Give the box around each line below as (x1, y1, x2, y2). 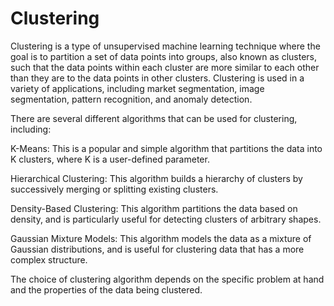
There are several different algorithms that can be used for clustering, (10, 112, 298, 124)
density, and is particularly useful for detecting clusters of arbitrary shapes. (10, 213, 322, 225)
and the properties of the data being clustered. (10, 283, 203, 296)
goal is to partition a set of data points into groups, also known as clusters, (10, 50, 318, 62)
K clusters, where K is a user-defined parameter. (10, 153, 210, 165)
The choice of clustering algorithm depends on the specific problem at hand (10, 273, 325, 285)
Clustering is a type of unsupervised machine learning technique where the (10, 40, 321, 52)
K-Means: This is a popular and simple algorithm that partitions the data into (10, 142, 323, 154)
